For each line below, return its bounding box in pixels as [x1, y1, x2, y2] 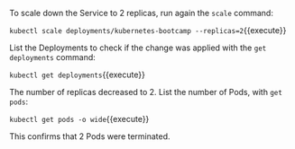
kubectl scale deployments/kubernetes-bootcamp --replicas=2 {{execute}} [9, 25, 287, 35]
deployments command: [9, 52, 97, 62]
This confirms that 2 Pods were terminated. [9, 131, 171, 142]
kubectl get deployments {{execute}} [9, 69, 146, 80]
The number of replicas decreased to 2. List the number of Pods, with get [9, 87, 282, 97]
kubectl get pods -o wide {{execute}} [9, 114, 150, 124]
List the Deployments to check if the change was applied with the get [9, 42, 267, 53]
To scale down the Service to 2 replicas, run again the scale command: [9, 8, 273, 18]
